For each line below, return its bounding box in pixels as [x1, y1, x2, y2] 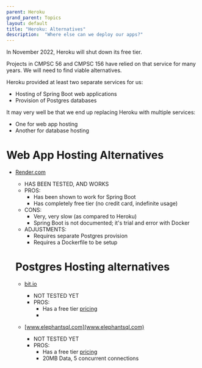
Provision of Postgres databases [15, 97, 97, 104]
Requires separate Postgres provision [33, 233, 128, 240]
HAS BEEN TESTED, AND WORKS [24, 181, 109, 188]
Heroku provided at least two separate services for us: [6, 79, 143, 86]
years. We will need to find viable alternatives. [6, 67, 122, 74]
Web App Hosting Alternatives [6, 148, 164, 162]
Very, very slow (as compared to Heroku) [33, 213, 137, 220]
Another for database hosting [15, 127, 90, 134]
